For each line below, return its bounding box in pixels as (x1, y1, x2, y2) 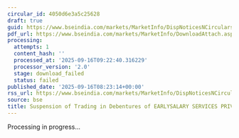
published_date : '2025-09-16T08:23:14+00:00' (7, 83, 144, 90)
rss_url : (7, 90, 33, 97)
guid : (7, 23, 23, 31)
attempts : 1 (14, 43, 50, 51)
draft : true (7, 17, 43, 24)
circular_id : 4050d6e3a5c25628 (7, 10, 100, 18)
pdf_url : (7, 30, 33, 38)
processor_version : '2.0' (14, 63, 91, 70)
